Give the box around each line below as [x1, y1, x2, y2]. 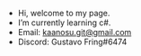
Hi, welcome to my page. [17, 8, 110, 18]
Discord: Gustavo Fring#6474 [17, 36, 128, 47]
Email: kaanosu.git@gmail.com [17, 27, 132, 37]
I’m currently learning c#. [17, 17, 111, 28]
